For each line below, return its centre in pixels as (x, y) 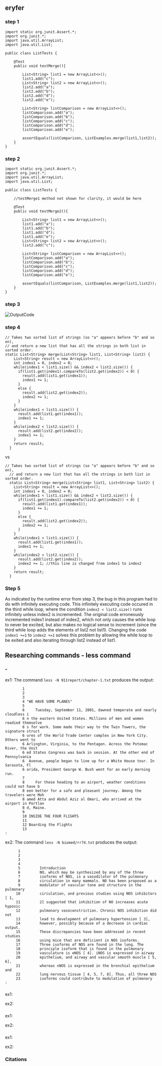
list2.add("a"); (39, 87)
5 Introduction (42, 868)
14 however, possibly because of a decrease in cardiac (82, 923)
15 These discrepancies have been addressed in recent (81, 932)
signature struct (22, 731)
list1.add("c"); (39, 79)
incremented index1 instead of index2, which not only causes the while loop (80, 619)
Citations (16, 1059)
